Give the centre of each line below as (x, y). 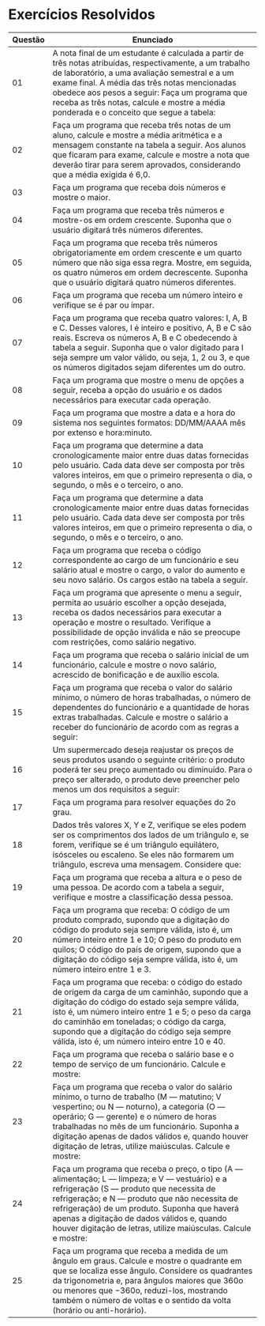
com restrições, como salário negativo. (125, 642)
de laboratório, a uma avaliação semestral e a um (143, 73)
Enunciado (153, 40)
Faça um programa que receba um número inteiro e (147, 295)
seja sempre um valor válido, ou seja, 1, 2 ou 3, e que (151, 357)
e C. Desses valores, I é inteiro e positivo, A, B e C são (152, 327)
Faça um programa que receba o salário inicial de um (151, 655)
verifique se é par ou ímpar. (104, 304)
